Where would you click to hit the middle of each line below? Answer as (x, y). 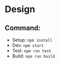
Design (20, 9)
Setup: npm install (32, 40)
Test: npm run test (32, 51)
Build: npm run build (34, 56)
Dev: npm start (28, 45)
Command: (23, 28)
